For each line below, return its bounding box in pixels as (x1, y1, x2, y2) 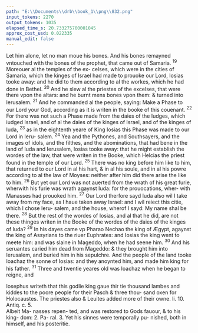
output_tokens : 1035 (6, 19, 57, 25)
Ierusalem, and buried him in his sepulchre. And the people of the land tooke (6, 251, 192, 258)
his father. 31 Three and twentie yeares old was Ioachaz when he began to (6, 264, 186, 272)
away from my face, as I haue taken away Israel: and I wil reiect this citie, (6, 198, 183, 205)
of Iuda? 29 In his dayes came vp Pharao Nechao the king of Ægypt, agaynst (6, 224, 192, 232)
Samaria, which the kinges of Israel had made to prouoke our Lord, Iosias (6, 72, 184, 79)
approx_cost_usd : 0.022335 (6, 31, 72, 36)
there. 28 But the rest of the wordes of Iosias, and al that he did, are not (6, 211, 179, 219)
